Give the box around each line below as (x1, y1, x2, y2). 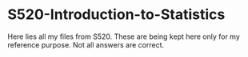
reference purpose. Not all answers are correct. (7, 40, 165, 49)
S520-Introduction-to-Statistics (7, 6, 226, 24)
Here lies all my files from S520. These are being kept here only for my (7, 32, 241, 41)
